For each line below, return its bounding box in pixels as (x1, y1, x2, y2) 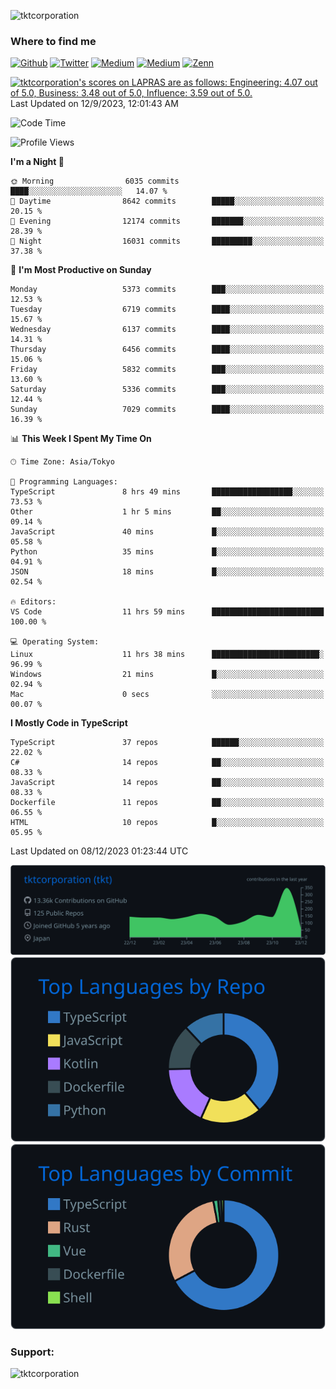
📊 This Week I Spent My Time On (10, 433, 152, 445)
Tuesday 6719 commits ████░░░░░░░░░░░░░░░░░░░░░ (10, 305, 325, 315)
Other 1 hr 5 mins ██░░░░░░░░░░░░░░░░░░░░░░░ (10, 507, 325, 517)
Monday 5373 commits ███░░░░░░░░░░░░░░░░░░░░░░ (10, 285, 325, 295)
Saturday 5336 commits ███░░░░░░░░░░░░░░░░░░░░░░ (10, 385, 325, 395)
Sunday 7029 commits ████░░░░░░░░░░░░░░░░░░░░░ (10, 405, 325, 415)
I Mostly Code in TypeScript (10, 717, 128, 729)
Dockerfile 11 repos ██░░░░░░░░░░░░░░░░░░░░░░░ (10, 798, 325, 808)
